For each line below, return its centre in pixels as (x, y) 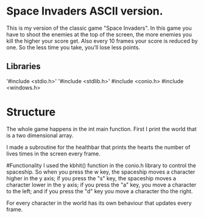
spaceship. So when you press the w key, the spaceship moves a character (101, 172)
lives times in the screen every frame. (53, 154)
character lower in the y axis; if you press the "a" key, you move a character (101, 185)
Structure (31, 112)
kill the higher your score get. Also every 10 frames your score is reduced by (102, 41)
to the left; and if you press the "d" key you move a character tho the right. (100, 191)
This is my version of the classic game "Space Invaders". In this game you (99, 28)
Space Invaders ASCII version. (85, 11)
